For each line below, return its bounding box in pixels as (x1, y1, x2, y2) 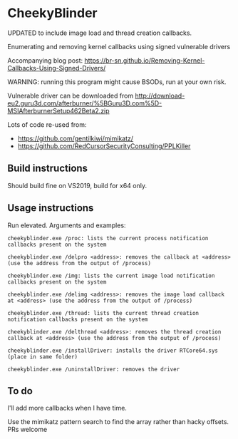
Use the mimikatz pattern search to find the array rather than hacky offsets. (7, 418, 229, 426)
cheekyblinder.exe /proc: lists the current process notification (7, 234, 209, 242)
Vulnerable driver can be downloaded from (7, 91, 134, 100)
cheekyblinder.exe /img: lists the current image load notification (7, 272, 215, 279)
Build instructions (7, 162, 88, 175)
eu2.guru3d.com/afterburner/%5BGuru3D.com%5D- (7, 98, 162, 108)
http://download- (135, 91, 185, 100)
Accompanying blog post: (7, 56, 83, 65)
